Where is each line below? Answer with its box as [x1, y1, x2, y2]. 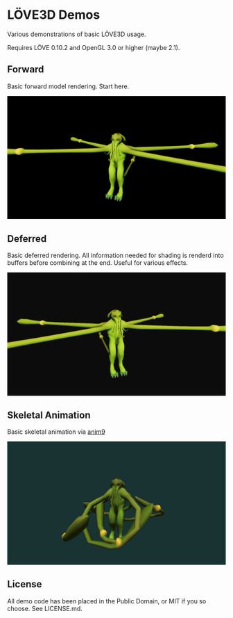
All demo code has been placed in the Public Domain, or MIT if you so [7, 596, 207, 605]
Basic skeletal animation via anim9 [7, 428, 105, 436]
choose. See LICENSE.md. [7, 604, 83, 612]
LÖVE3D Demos [7, 7, 101, 23]
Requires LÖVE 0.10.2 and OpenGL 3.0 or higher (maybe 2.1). [7, 43, 180, 51]
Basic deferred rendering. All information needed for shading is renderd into [7, 251, 224, 260]
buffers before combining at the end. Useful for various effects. [7, 259, 189, 267]
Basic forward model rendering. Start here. [7, 82, 130, 90]
